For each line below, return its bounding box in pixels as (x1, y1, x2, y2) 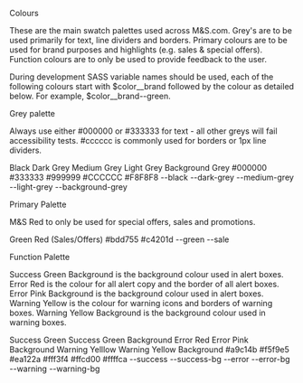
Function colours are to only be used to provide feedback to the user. (9, 54, 267, 64)
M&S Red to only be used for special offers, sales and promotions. (9, 217, 256, 227)
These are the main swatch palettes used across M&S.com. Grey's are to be (9, 25, 292, 35)
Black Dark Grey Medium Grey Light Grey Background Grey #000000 (9, 163, 268, 173)
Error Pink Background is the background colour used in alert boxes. (9, 288, 264, 299)
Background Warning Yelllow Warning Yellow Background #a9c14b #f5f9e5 (9, 344, 289, 355)
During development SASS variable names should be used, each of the (9, 71, 274, 82)
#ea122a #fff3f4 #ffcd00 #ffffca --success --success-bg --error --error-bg (9, 354, 291, 364)
